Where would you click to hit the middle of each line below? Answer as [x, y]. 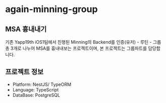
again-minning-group [51, 9]
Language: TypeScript [36, 89]
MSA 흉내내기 [26, 29]
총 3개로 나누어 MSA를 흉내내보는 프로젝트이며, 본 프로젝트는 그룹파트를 [76, 48]
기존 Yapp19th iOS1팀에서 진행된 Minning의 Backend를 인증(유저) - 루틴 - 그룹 [83, 42]
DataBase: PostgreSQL [36, 95]
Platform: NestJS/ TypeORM [42, 84]
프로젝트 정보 [24, 72]
